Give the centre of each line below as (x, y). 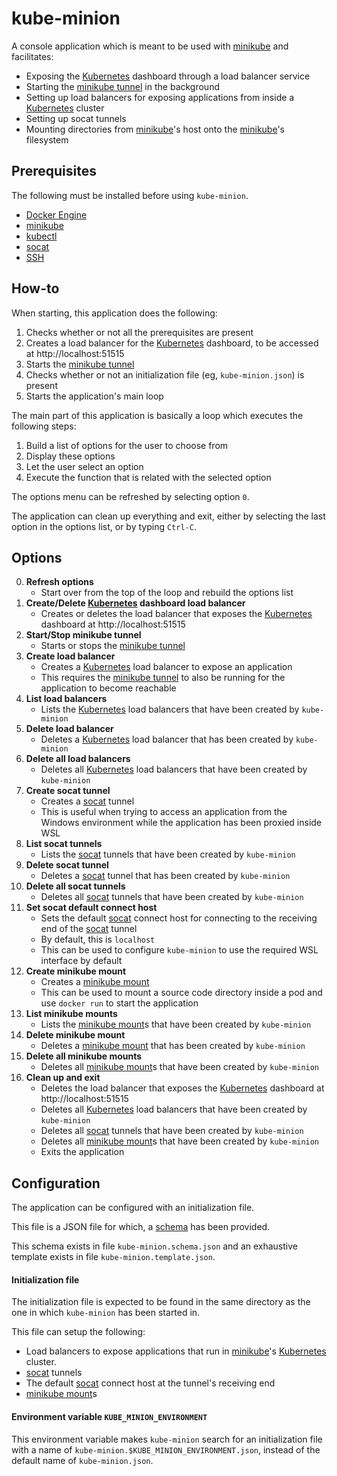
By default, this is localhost (98, 939)
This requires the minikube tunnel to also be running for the (163, 678)
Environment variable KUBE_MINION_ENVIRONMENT (109, 1416)
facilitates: (32, 56)
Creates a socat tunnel (87, 801)
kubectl (41, 236)
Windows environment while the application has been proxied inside (181, 823)
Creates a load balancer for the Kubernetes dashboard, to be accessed (172, 343)
